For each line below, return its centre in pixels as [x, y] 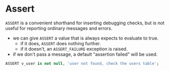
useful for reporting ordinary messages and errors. [59, 28]
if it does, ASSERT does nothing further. [60, 43]
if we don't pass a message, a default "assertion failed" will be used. [85, 54]
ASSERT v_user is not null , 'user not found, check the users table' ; [82, 63]
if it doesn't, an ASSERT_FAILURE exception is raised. [74, 49]
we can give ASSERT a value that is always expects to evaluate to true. [86, 38]
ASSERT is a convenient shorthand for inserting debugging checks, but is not [85, 23]
